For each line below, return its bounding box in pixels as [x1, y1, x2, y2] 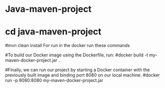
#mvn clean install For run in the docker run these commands [5, 43, 130, 48]
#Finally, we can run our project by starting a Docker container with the [5, 67, 150, 73]
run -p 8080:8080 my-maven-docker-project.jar [5, 78, 104, 84]
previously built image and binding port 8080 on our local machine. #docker [5, 72, 160, 78]
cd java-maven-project [5, 26, 102, 38]
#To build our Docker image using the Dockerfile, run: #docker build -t [5, 52, 148, 58]
